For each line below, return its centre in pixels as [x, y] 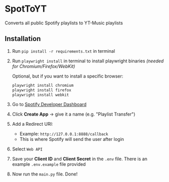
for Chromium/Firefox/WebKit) [44, 66]
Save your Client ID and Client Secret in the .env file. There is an [80, 159]
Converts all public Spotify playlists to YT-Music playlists [64, 23]
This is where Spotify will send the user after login [72, 139]
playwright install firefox [41, 90]
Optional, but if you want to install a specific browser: [68, 76]
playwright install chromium [43, 85]
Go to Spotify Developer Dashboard [49, 104]
